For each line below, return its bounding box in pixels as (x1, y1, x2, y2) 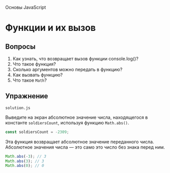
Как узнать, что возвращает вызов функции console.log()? (12, 56, 139, 61)
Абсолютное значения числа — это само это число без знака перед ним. (5, 144, 165, 150)
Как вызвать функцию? (12, 72, 63, 78)
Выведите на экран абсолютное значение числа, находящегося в (5, 114, 148, 120)
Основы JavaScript (5, 5, 46, 10)
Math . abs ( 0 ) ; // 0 (5, 163, 44, 168)
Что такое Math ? (12, 77, 47, 83)
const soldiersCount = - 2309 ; (5, 129, 70, 134)
